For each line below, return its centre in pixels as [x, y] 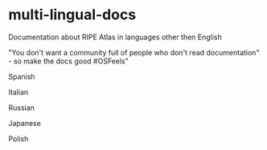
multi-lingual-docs [72, 15]
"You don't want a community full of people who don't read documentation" [134, 52]
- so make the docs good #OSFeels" [68, 61]
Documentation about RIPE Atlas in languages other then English [115, 37]
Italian [18, 92]
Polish [18, 139]
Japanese [25, 123]
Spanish [22, 76]
